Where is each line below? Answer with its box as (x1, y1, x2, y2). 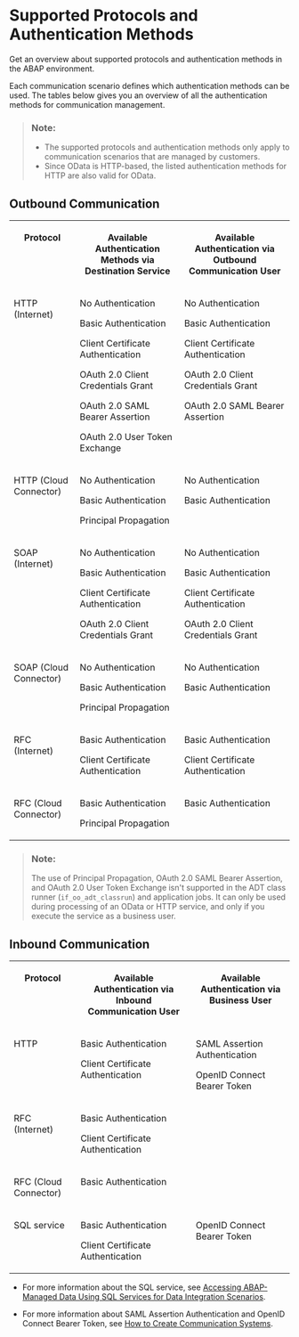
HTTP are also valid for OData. (44, 170, 157, 181)
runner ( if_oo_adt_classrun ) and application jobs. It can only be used (30, 892, 287, 902)
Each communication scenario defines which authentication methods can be (9, 80, 290, 91)
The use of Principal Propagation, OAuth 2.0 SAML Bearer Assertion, (30, 873, 283, 884)
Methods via (101, 254, 155, 266)
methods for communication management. (9, 99, 166, 110)
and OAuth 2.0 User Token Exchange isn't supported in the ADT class (30, 883, 287, 893)
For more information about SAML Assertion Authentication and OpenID (21, 1308, 286, 1319)
